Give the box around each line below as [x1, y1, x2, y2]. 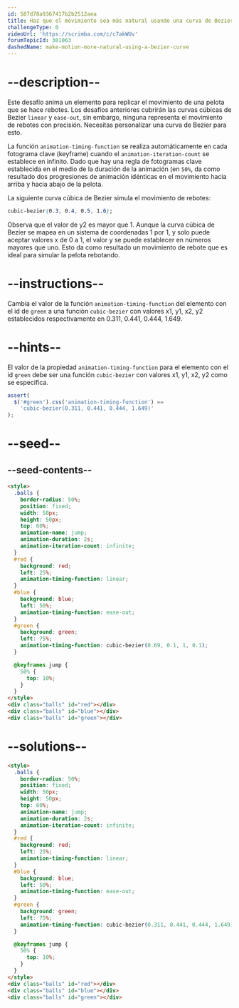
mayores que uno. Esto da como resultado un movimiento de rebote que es [7, 243, 228, 252]
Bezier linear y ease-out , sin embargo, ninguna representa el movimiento [7, 113, 223, 121]
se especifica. [7, 378, 48, 386]
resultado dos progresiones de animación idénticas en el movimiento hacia [7, 172, 227, 180]
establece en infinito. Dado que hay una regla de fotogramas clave [7, 157, 202, 165]
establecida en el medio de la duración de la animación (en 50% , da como [7, 165, 221, 173]
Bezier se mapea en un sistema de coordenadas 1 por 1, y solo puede [7, 227, 211, 236]
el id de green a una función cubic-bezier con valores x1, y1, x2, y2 [7, 307, 203, 315]
